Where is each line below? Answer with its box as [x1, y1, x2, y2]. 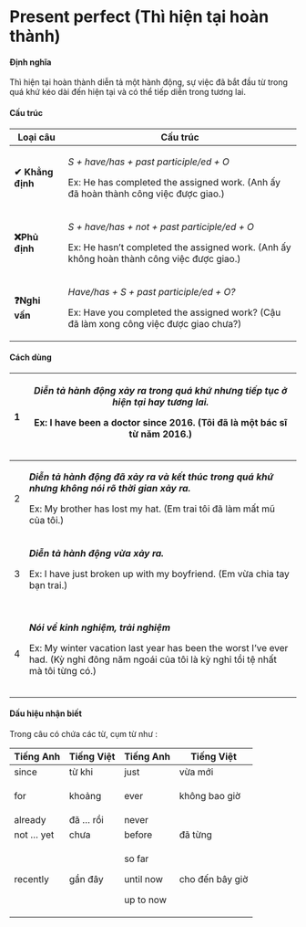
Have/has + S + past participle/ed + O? [67, 285, 236, 298]
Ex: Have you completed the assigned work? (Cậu [67, 306, 281, 319]
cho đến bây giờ [178, 873, 249, 885]
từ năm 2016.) [128, 427, 193, 440]
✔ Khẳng [14, 165, 54, 178]
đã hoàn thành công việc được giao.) [67, 187, 225, 200]
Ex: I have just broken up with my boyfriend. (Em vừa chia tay [28, 567, 290, 580]
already [14, 814, 46, 826]
